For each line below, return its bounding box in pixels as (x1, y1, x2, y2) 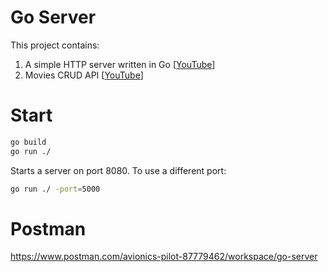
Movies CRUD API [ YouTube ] (24, 69, 144, 81)
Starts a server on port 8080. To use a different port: (10, 164, 227, 176)
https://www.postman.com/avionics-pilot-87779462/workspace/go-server (10, 251, 318, 263)
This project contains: (10, 39, 100, 51)
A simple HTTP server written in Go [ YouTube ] (24, 58, 216, 70)
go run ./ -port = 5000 (10, 184, 101, 194)
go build (10, 137, 47, 147)
